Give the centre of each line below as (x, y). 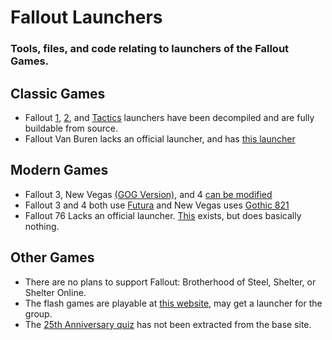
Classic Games (58, 93)
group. (38, 313)
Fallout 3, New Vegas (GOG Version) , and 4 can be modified (148, 194)
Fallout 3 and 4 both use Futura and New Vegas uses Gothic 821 (157, 205)
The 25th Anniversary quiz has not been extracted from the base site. (168, 324)
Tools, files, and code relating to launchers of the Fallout (150, 49)
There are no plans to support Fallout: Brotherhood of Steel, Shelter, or (170, 282)
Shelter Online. (55, 292)
